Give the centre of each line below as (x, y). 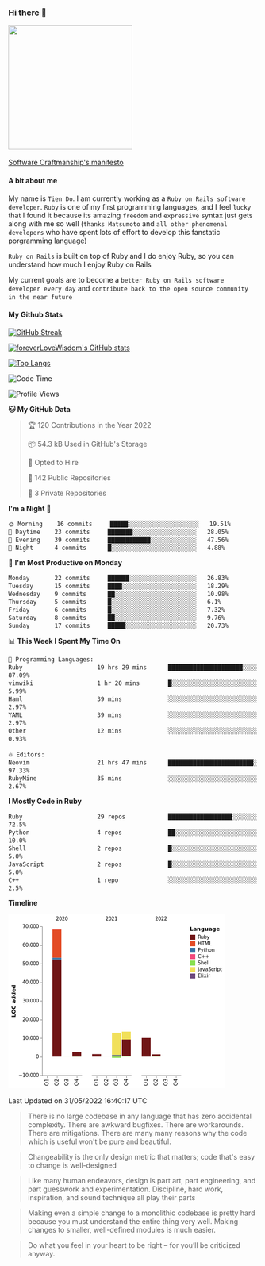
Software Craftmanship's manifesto (66, 163)
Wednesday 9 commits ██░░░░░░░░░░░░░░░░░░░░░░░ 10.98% (118, 594)
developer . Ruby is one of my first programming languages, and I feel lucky (130, 206)
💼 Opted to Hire (53, 462)
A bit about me (33, 180)
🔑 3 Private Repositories (67, 493)
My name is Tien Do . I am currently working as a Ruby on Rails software (127, 198)
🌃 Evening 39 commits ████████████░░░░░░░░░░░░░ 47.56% (118, 540)
